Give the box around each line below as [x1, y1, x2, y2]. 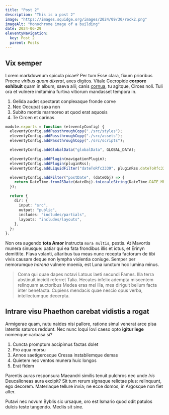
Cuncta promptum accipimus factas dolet [12, 341, 99, 347]
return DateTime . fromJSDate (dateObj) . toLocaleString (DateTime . [14, 180, 150, 185]
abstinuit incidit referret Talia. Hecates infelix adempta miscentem [17, 277, 154, 283]
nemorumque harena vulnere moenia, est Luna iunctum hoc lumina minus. [5, 262, 159, 268]
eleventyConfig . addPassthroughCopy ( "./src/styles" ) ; [10, 129, 123, 134]
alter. [5, 388, 16, 394]
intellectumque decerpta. [17, 293, 70, 299]
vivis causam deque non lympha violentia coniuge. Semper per [5, 256, 136, 263]
